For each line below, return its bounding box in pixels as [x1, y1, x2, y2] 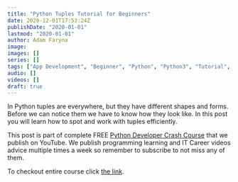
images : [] [7, 50, 40, 57]
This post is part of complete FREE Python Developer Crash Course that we [7, 131, 229, 140]
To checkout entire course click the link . [7, 167, 124, 176]
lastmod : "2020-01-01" [7, 30, 75, 38]
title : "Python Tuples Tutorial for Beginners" [7, 10, 151, 18]
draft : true [7, 83, 43, 90]
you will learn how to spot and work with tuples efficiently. [7, 118, 178, 126]
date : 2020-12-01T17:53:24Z [7, 17, 91, 24]
